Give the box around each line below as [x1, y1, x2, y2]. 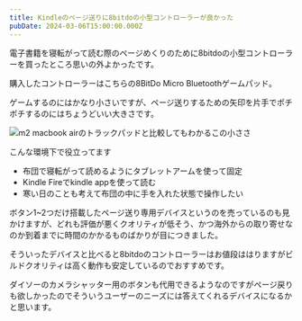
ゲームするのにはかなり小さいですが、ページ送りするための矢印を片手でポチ [9, 96, 293, 108]
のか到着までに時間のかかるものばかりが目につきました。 [9, 229, 224, 240]
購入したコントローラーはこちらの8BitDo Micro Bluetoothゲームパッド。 [9, 77, 278, 88]
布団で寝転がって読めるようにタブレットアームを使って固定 [22, 165, 243, 176]
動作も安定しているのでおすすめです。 [87, 260, 230, 271]
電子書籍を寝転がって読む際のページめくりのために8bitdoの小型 [9, 47, 246, 58]
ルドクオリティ [9, 260, 65, 271]
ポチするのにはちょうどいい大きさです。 [9, 108, 160, 119]
